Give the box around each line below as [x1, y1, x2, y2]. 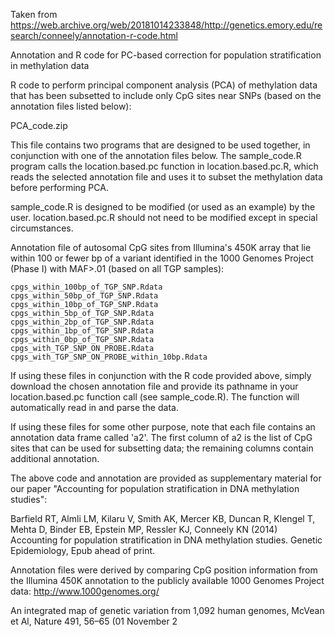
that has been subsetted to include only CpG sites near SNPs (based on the [10, 90, 322, 101]
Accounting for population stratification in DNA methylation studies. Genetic [10, 534, 323, 546]
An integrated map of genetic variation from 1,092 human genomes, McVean [10, 605, 325, 616]
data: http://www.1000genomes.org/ [10, 585, 160, 597]
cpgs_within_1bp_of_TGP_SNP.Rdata [10, 326, 155, 336]
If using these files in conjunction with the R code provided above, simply [10, 370, 312, 381]
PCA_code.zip [10, 120, 68, 131]
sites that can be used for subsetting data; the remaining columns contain [10, 442, 314, 454]
